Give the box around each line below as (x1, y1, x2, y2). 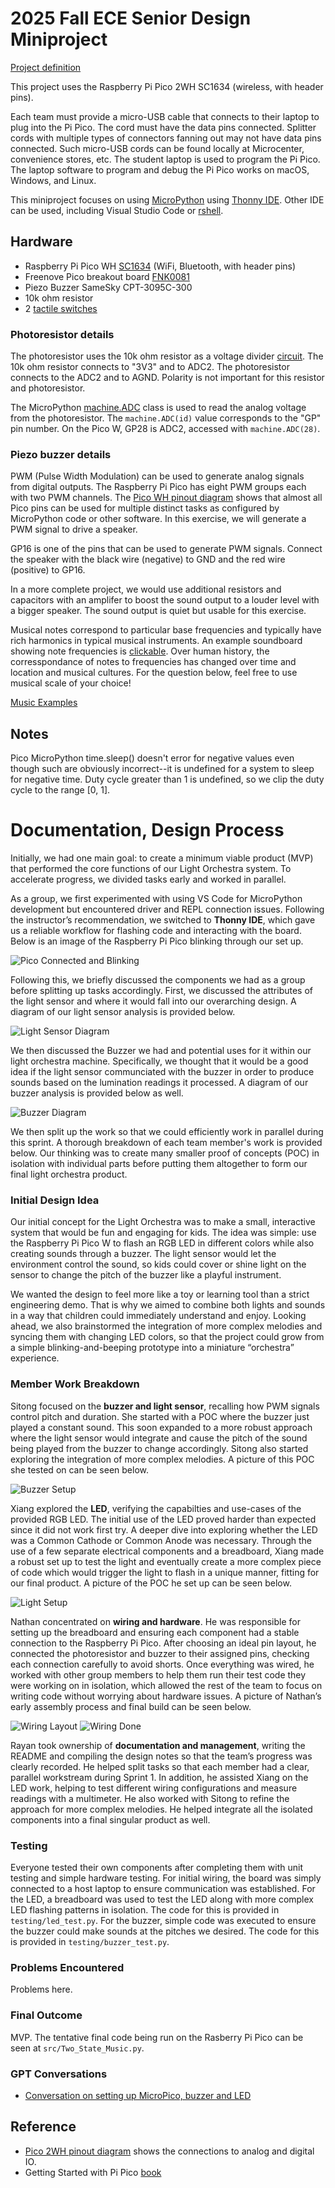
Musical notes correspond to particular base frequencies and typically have (10, 624, 322, 636)
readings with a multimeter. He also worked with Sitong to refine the (10, 1792, 290, 1804)
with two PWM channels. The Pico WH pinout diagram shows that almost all (10, 492, 323, 504)
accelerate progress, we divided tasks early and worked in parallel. (10, 873, 287, 886)
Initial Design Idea (10, 1193, 100, 1207)
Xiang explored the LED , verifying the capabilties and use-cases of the (10, 1502, 302, 1514)
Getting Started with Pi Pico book (24, 2166, 162, 2178)
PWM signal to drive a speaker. (10, 523, 138, 536)
